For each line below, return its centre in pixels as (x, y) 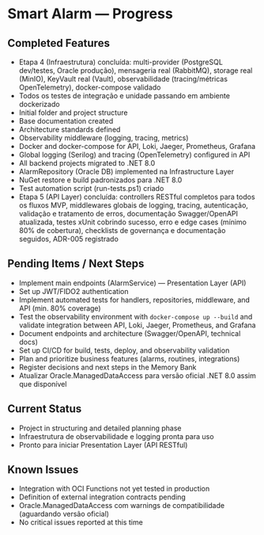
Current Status (45, 409)
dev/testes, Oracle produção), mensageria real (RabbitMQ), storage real (136, 71)
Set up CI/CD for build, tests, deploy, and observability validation (124, 350)
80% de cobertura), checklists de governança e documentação (122, 230)
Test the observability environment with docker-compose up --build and (136, 316)
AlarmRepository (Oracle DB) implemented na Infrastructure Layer (126, 172)
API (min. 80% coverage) (60, 308)
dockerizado (39, 104)
